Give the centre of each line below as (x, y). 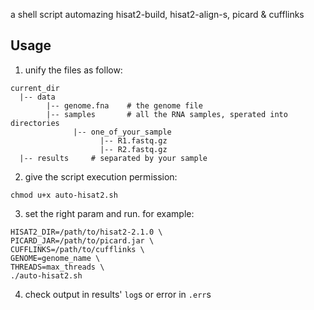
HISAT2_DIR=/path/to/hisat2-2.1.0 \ (86, 232)
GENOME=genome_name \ (55, 258)
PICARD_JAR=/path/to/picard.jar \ (82, 240)
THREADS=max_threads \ (57, 267)
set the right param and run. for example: (109, 213)
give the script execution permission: (101, 176)
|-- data (37, 97)
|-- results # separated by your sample (113, 158)
